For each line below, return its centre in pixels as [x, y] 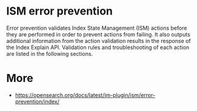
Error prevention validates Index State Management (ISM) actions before [97, 28]
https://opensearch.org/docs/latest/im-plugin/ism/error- [85, 95]
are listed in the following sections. [50, 53]
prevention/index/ [37, 101]
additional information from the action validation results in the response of [98, 41]
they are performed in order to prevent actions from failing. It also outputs [98, 34]
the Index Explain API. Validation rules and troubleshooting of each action [98, 47]
